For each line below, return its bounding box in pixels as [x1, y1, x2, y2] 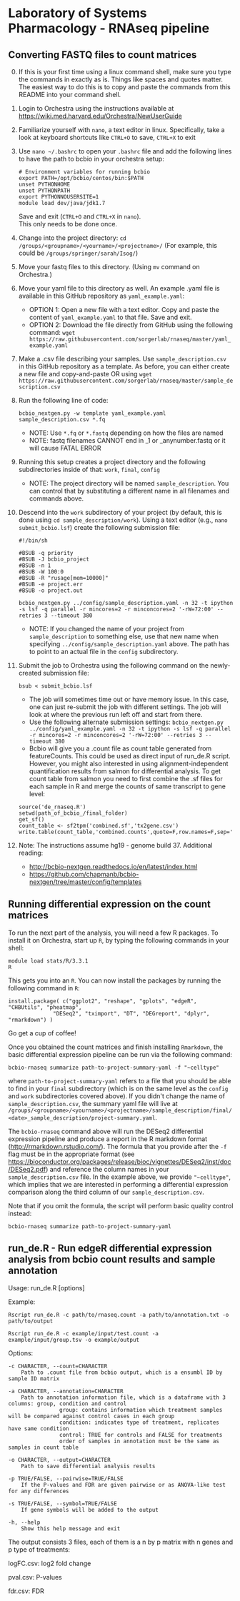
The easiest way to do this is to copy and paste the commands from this [18, 83, 231, 91]
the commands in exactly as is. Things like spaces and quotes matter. [18, 75, 224, 84]
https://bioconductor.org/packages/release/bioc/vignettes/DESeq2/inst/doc [8, 1157, 231, 1165]
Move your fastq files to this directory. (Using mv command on [18, 263, 201, 271]
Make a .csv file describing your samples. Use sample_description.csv [18, 355, 227, 363]
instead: [8, 1209, 32, 1218]
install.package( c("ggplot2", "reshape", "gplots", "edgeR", [8, 998, 197, 1005]
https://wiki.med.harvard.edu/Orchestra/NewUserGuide [18, 112, 183, 120]
